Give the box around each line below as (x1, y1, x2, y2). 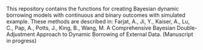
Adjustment (6, 31, 35, 38)
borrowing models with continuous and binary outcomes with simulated (6, 11, 185, 19)
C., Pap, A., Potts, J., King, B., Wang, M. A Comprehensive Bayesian (6, 24, 176, 31)
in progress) (6, 37, 37, 44)
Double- (176, 24, 198, 31)
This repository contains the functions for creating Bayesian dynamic (6, 5, 179, 12)
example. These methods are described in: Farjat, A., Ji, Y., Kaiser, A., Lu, (6, 18, 190, 25)
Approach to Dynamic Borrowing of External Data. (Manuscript (36, 31, 193, 38)
